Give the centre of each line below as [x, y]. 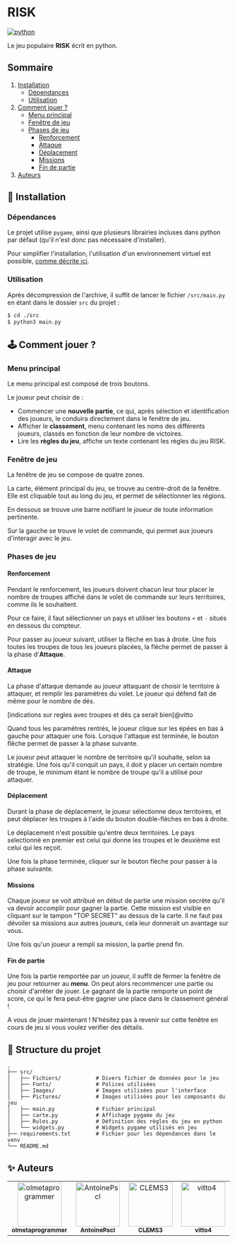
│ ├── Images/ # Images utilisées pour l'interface [107, 1091]
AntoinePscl [98, 1230]
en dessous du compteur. [44, 625]
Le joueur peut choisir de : [45, 398]
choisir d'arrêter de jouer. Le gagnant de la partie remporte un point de [110, 991]
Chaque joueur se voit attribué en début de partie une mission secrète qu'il [116, 900]
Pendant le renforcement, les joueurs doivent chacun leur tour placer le [111, 589]
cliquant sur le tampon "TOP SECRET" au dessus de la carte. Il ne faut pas [115, 916]
